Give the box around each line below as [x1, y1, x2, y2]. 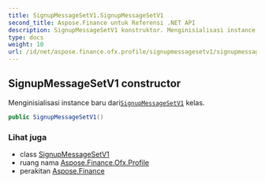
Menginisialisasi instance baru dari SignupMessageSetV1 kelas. [8, 97, 205, 107]
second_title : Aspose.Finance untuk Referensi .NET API [8, 19, 196, 27]
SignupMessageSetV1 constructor [8, 77, 181, 90]
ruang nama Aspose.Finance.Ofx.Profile [19, 158, 150, 167]
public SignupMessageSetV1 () [8, 113, 104, 121]
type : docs [8, 33, 44, 42]
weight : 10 [8, 41, 44, 49]
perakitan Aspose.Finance [19, 166, 105, 175]
